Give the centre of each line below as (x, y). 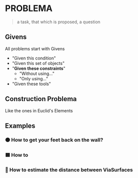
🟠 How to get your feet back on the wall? (54, 140)
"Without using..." (37, 74)
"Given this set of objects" (38, 63)
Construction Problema (41, 99)
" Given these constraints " (38, 68)
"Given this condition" (34, 58)
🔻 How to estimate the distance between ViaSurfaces (69, 170)
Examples (20, 126)
